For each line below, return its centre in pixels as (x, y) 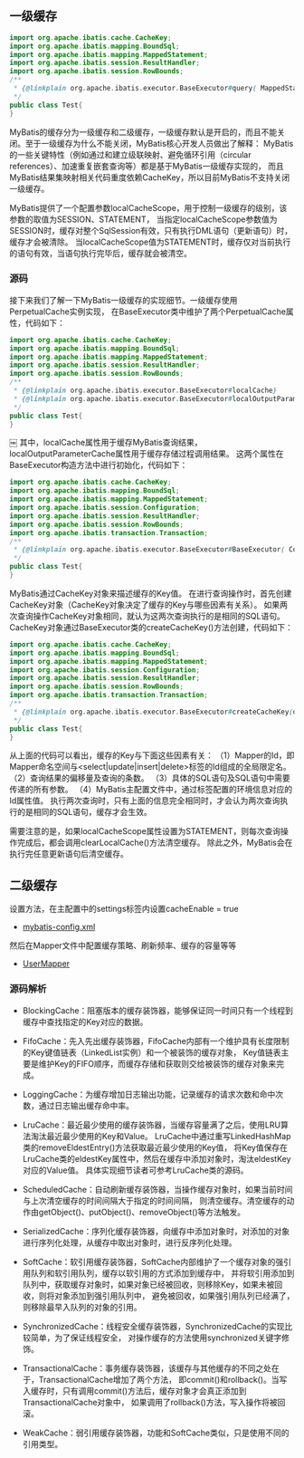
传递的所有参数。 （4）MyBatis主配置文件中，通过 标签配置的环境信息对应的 (151, 790)
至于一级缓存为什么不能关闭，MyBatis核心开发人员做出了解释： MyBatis (159, 143)
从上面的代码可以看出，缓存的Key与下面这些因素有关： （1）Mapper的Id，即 (152, 755)
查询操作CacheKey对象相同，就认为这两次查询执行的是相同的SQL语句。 (151, 616)
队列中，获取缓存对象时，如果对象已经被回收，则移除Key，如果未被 (148, 1284)
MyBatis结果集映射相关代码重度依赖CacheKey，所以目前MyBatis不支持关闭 (150, 177)
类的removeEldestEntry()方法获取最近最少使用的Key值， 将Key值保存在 (155, 1147)
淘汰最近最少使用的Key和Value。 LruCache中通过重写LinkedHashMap (161, 1136)
